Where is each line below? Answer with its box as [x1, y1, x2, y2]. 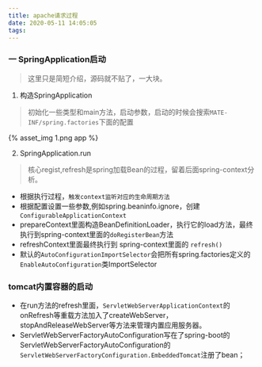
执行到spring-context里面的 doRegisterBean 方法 [19, 229, 174, 239]
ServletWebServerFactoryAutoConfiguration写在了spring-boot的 [19, 330, 230, 339]
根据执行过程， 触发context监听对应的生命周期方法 [19, 191, 170, 201]
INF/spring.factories [27, 118, 99, 127]
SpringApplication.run [19, 148, 92, 158]
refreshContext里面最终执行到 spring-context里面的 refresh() [19, 239, 223, 249]
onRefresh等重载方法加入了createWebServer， [19, 310, 173, 319]
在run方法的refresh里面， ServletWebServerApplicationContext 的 [19, 300, 231, 310]
